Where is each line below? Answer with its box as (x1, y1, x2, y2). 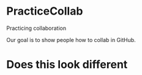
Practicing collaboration (6, 24, 66, 32)
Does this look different (6, 58, 128, 71)
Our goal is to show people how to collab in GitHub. (6, 36, 136, 43)
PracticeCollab (6, 4, 83, 18)
